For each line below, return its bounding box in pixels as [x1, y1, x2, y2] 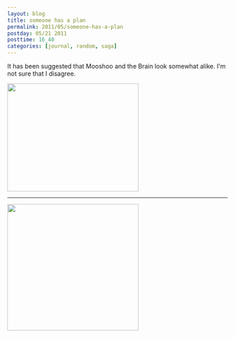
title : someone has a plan [7, 17, 86, 24]
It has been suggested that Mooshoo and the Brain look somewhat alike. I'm [7, 62, 226, 70]
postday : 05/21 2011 [7, 29, 68, 37]
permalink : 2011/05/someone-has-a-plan [7, 23, 124, 30]
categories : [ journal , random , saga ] [7, 43, 117, 50]
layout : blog [7, 10, 45, 17]
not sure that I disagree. [7, 69, 76, 78]
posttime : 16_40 [7, 36, 55, 43]
